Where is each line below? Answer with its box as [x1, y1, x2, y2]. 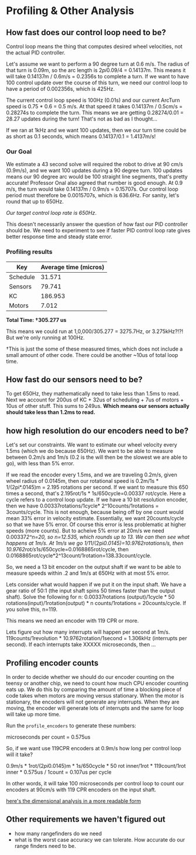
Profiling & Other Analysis [6, 4, 135, 18]
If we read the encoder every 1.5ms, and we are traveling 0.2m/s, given [6, 471, 177, 478]
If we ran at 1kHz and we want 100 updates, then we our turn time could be [6, 127, 187, 133]
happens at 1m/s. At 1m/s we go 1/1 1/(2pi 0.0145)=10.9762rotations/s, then [6, 540, 184, 547]
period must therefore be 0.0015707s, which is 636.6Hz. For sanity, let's [6, 192, 180, 199]
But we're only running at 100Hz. [6, 334, 85, 341]
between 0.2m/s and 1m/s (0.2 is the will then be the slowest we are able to [6, 454, 188, 461]
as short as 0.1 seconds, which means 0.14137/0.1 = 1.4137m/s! [6, 133, 156, 140]
